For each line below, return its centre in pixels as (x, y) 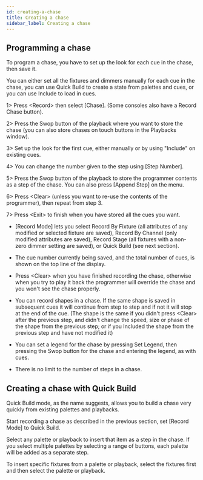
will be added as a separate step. (48, 452)
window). (18, 137)
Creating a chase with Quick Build (71, 389)
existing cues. (24, 155)
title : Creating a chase (38, 18)
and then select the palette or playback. (56, 471)
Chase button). (25, 112)
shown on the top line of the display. (60, 264)
